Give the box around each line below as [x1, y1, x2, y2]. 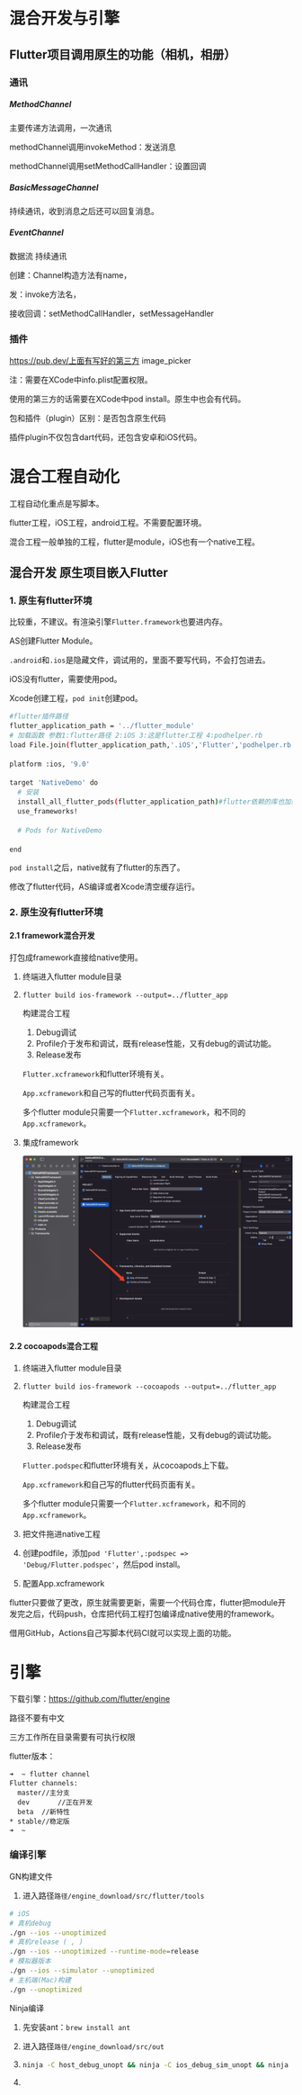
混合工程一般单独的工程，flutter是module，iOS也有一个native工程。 [9, 536, 261, 547]
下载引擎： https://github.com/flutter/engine [9, 1694, 171, 1704]
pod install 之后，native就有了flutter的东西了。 [9, 862, 185, 873]
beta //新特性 [17, 1808, 70, 1817]
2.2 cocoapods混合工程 [9, 1340, 99, 1351]
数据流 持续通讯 [9, 251, 67, 262]
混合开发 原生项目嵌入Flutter [9, 565, 169, 580]
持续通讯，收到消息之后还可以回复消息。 [9, 206, 159, 217]
